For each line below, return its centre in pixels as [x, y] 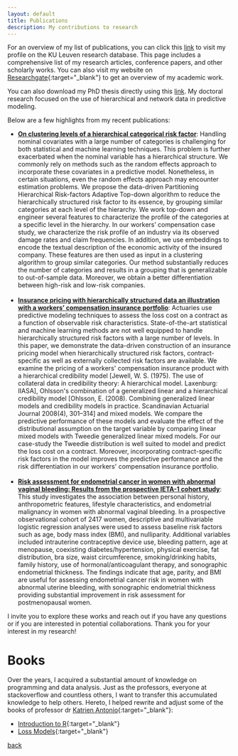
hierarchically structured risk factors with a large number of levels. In [118, 338]
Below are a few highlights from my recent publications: [89, 120]
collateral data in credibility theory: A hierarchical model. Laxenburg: [118, 383]
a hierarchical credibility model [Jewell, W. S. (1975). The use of [110, 376]
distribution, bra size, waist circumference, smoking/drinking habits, [117, 557]
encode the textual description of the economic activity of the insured [120, 247]
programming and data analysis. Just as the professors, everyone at [107, 688]
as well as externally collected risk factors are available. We [130, 361]
